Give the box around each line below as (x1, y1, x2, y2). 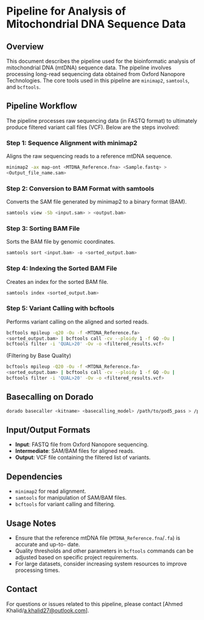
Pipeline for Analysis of (6, 4, 126, 18)
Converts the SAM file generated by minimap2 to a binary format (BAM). (6, 198, 187, 205)
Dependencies (6, 471, 63, 481)
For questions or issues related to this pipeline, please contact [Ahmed (6, 600, 183, 607)
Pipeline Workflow (6, 101, 78, 111)
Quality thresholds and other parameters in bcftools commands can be (15, 547, 194, 554)
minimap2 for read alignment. (15, 487, 86, 495)
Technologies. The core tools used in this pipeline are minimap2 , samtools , (6, 77, 190, 84)
